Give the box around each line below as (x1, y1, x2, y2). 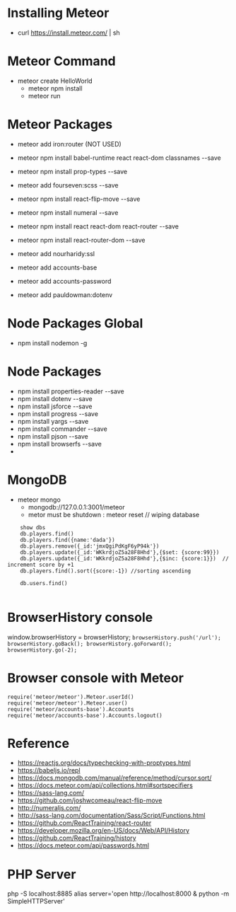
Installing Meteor (7, 5, 110, 21)
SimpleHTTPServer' (7, 897, 66, 906)
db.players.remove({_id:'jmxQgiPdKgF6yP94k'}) (20, 543, 160, 550)
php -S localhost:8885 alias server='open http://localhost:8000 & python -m (7, 889, 230, 898)
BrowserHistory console (7, 609, 153, 625)
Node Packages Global (7, 316, 143, 331)
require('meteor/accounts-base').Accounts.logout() (7, 712, 163, 719)
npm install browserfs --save (17, 439, 102, 448)
